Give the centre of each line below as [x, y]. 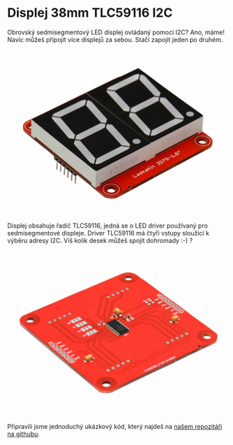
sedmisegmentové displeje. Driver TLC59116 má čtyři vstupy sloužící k [108, 233]
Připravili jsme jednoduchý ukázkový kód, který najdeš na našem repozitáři [115, 426]
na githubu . [24, 434]
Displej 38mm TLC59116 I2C [90, 13]
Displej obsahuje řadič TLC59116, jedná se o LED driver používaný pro [107, 226]
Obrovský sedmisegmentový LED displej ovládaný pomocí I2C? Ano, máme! [116, 32]
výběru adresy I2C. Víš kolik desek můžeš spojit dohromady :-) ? [100, 240]
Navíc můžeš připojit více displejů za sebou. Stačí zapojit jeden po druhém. [115, 39]
